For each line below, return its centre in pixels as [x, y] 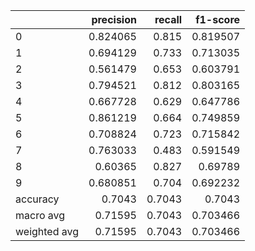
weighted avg [47, 231]
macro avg [40, 215]
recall [168, 19]
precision [114, 19]
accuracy [37, 199]
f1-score [218, 19]
